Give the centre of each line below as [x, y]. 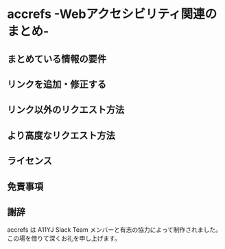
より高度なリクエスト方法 [61, 135]
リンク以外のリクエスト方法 [66, 110]
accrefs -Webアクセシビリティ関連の [112, 14]
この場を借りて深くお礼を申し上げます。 [64, 239]
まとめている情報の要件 [57, 59]
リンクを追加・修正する [57, 84]
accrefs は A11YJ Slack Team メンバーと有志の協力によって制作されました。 [114, 230]
